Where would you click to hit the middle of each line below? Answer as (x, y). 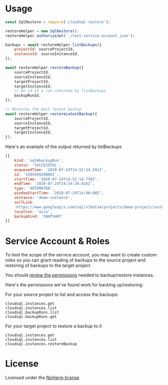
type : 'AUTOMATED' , (34, 188)
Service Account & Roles (57, 241)
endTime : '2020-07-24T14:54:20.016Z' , (54, 184)
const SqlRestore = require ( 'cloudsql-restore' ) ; (58, 22)
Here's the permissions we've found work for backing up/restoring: (74, 285)
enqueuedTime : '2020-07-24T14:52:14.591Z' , (60, 170)
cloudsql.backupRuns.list (32, 312)
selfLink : (24, 202)
